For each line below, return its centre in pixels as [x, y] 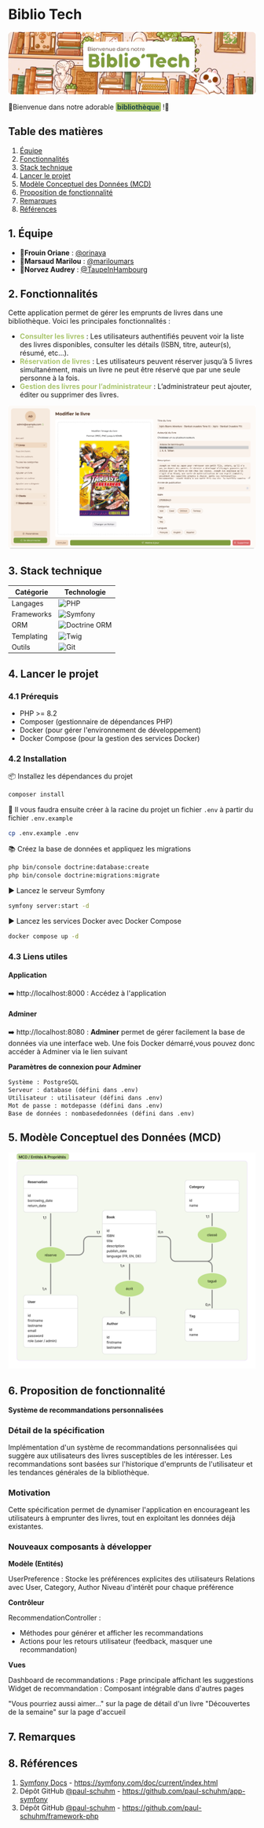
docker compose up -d [44, 936]
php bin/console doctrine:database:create [79, 867]
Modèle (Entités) [36, 1564]
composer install [37, 795]
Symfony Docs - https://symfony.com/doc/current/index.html [119, 1782]
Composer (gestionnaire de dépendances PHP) [96, 722]
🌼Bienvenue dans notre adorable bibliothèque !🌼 [89, 107]
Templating [30, 636]
